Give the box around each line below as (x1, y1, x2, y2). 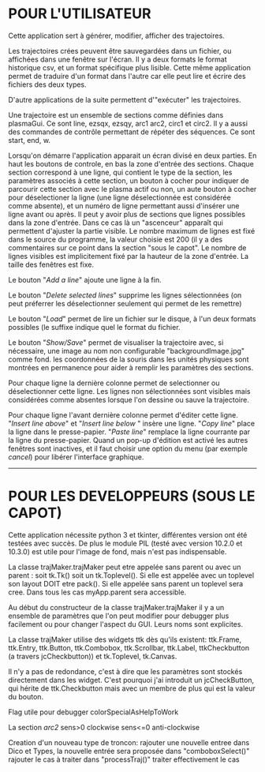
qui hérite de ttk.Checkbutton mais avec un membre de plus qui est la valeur (8, 684, 256, 693)
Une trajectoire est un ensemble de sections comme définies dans (8, 110, 224, 119)
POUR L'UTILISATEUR (8, 5, 151, 23)
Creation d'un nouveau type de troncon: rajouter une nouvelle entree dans (8, 737, 250, 747)
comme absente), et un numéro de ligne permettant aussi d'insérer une (8, 200, 240, 210)
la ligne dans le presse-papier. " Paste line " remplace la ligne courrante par (8, 427, 251, 437)
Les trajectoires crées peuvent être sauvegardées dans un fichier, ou (8, 46, 232, 55)
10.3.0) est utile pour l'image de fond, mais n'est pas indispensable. (8, 546, 227, 557)
